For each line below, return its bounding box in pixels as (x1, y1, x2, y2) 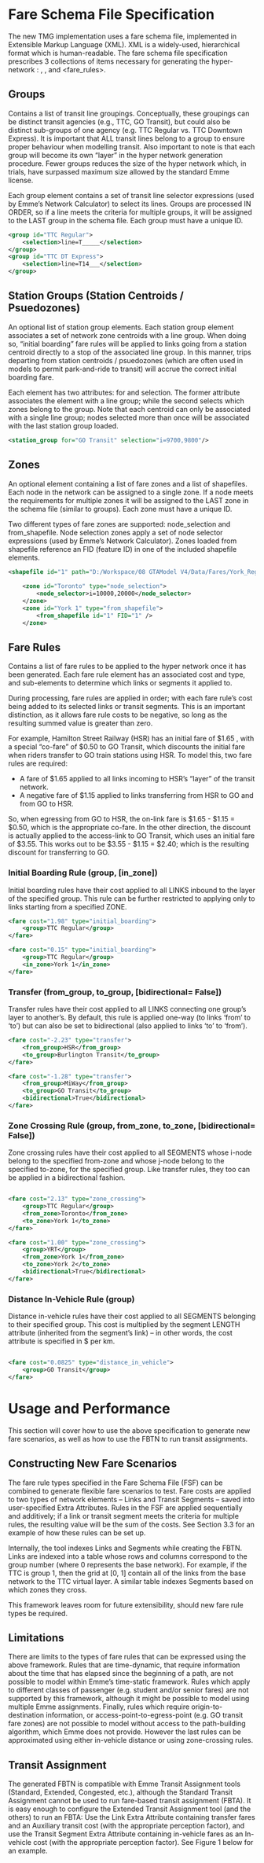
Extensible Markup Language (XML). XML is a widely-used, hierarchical (8, 39, 240, 49)
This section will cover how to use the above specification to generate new (8, 1425, 251, 1435)
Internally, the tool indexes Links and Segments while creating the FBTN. (8, 1543, 242, 1552)
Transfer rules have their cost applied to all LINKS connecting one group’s (8, 1005, 247, 1014)
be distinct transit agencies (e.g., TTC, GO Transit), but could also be (8, 116, 231, 127)
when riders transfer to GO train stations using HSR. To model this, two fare (8, 751, 252, 760)
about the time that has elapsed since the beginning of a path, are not (8, 1669, 234, 1678)
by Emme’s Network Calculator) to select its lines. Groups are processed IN (8, 199, 251, 208)
